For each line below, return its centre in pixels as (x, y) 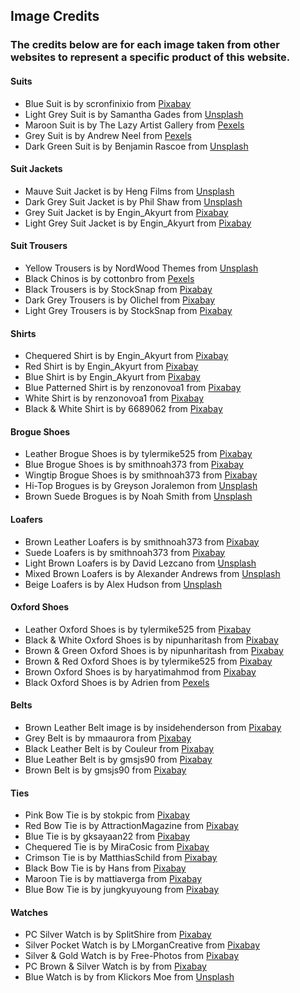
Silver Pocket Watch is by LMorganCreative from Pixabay (142, 945)
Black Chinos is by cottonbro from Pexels (109, 278)
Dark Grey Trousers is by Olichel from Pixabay (120, 300)
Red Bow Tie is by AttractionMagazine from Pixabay (131, 826)
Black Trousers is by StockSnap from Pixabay (118, 289)
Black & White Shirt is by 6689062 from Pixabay (123, 409)
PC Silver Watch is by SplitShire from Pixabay (118, 935)
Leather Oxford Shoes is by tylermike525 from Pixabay (138, 629)
